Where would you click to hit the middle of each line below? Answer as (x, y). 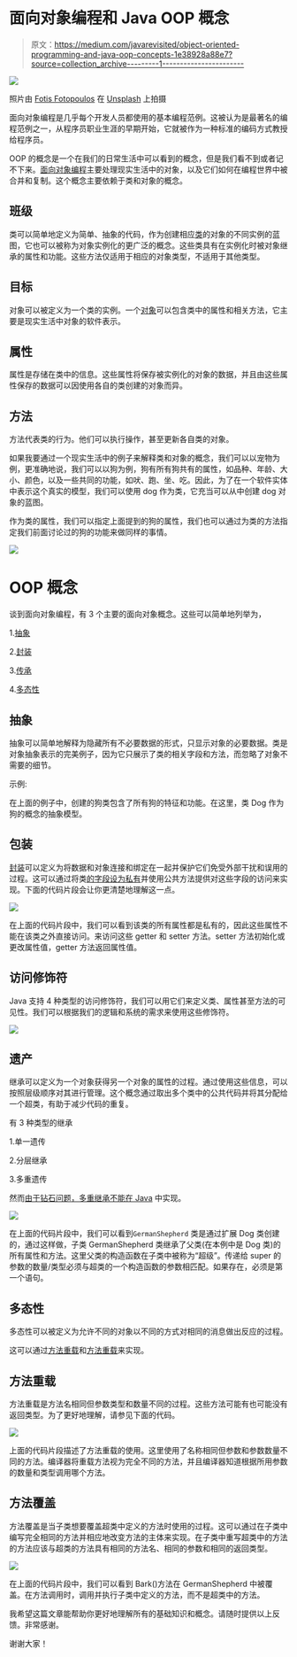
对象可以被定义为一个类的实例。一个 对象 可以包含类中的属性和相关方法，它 (145, 310)
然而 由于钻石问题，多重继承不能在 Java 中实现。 (98, 1198)
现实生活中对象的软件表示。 (75, 321)
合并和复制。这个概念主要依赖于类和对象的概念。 (98, 180)
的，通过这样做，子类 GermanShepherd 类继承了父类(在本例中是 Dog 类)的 (145, 1244)
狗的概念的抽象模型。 (48, 813)
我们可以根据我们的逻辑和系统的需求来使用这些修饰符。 (133, 1011)
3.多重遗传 (28, 1180)
